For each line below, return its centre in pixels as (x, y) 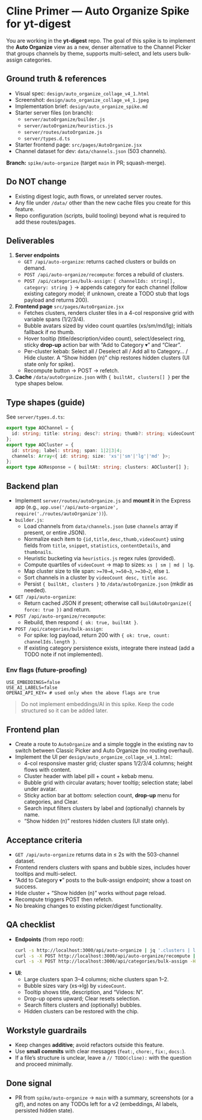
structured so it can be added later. (64, 710)
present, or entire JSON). (55, 533)
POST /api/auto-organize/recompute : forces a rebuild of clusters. (104, 274)
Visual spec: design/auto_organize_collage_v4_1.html (82, 93)
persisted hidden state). (44, 1110)
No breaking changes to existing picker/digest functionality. (89, 905)
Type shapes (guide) (46, 402)
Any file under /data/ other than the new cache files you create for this (103, 203)
